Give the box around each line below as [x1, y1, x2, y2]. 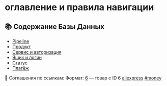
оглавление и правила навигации [5, 2, 154, 13]
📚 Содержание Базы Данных [5, 22, 105, 31]
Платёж [12, 65, 29, 71]
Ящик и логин [12, 55, 42, 60]
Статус [12, 60, 27, 66]
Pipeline [12, 38, 30, 44]
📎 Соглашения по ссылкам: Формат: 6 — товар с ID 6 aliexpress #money [5, 75, 162, 81]
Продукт [12, 44, 31, 50]
